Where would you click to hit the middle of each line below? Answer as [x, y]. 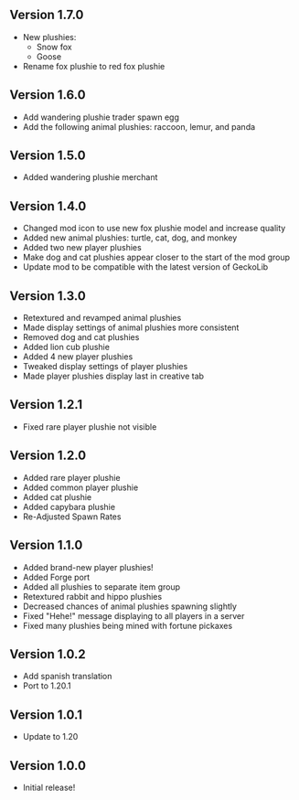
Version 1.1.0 [46, 545]
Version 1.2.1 [46, 405]
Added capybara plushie [69, 507]
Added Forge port [56, 577]
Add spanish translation [67, 677]
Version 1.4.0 [48, 206]
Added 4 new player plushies [78, 357]
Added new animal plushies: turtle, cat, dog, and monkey [130, 238]
